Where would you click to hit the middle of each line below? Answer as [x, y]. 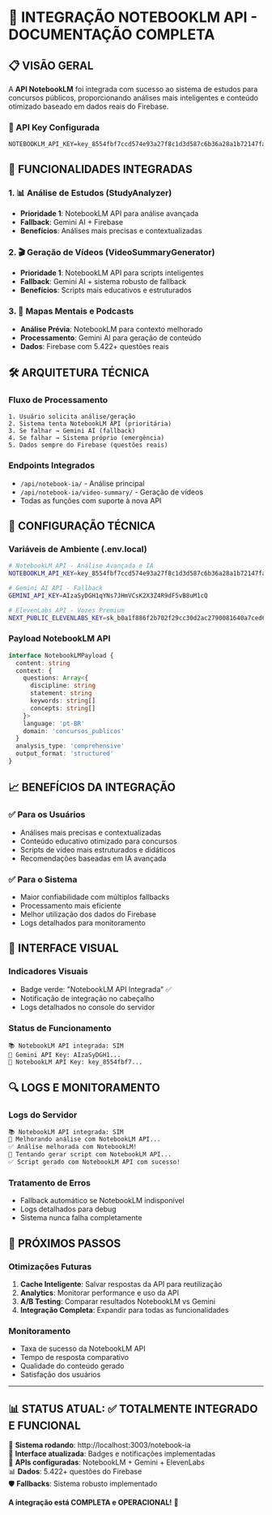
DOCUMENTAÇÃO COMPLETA [112, 35]
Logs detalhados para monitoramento [83, 922]
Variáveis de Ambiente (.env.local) [78, 549]
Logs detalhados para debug [68, 1209]
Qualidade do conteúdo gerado [72, 1366]
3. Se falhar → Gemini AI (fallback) [72, 431]
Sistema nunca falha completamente [81, 1218]
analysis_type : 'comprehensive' [70, 746]
